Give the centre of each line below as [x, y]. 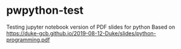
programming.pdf [28, 39]
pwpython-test [45, 10]
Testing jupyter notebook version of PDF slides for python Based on [91, 27]
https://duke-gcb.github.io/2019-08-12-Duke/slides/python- [81, 33]
